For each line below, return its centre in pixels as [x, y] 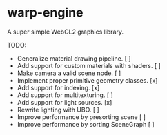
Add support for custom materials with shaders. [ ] [89, 65]
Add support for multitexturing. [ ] [65, 95]
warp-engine [45, 13]
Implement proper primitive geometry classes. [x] [87, 80]
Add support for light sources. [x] [65, 102]
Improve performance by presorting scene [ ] [81, 117]
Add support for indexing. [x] [58, 87]
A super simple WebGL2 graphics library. [66, 32]
